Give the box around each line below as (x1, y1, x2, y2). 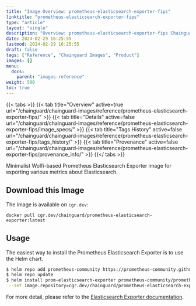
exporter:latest (6, 217, 45, 223)
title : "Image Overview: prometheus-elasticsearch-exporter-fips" (6, 8, 171, 15)
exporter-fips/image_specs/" (6, 125, 76, 132)
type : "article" (6, 19, 45, 25)
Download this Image (6, 185, 85, 195)
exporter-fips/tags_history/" (6, 138, 73, 145)
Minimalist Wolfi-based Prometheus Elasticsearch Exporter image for (6, 162, 172, 169)
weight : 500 (6, 80, 35, 86)
